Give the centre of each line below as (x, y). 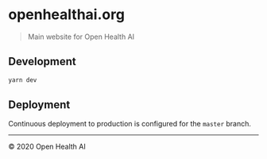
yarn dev (23, 80)
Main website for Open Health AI (81, 37)
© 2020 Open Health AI (47, 147)
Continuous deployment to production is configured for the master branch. (130, 124)
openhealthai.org (67, 15)
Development (43, 62)
